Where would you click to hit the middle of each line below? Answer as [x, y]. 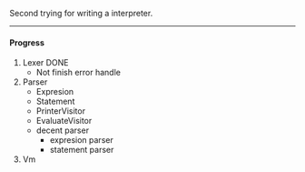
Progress [27, 42]
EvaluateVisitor [64, 121]
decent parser [62, 130]
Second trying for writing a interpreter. [81, 13]
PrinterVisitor [61, 111]
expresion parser [81, 140]
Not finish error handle [78, 73]
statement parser [82, 150]
